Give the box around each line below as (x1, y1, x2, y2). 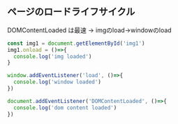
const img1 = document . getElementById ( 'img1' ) (7, 40, 145, 47)
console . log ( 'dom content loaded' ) (13, 104, 117, 111)
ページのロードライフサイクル (7, 6, 135, 18)
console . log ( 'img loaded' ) (13, 53, 92, 60)
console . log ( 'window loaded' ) (13, 78, 101, 85)
